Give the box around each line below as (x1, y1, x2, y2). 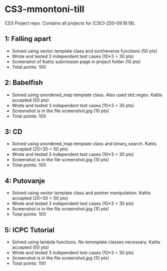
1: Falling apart (4, 35, 51, 43)
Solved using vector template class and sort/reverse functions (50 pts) (11, 48, 158, 54)
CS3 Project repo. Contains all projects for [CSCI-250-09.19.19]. (4, 20, 135, 26)
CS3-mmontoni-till (4, 4, 84, 15)
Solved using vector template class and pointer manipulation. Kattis (11, 190, 151, 196)
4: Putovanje (4, 176, 45, 185)
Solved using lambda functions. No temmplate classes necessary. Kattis (11, 239, 160, 245)
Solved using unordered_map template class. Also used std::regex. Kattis (11, 92, 163, 98)
